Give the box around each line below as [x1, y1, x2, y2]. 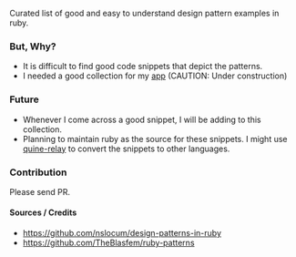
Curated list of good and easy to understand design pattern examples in [9, 8, 280, 18]
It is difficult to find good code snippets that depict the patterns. [22, 61, 263, 72]
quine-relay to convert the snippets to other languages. [22, 143, 230, 154]
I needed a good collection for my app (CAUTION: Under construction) [22, 70, 288, 81]
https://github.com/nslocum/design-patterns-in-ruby [22, 228, 221, 239]
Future [9, 93, 39, 106]
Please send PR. [9, 186, 71, 197]
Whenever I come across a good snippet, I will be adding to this [22, 114, 261, 125]
